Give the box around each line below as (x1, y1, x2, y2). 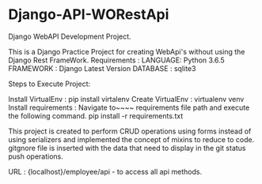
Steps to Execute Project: (8, 79, 91, 88)
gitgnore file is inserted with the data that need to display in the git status (8, 143, 246, 152)
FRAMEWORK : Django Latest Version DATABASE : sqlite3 (8, 63, 196, 73)
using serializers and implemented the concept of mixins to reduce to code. (8, 134, 255, 144)
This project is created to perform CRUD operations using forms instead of (8, 126, 252, 136)
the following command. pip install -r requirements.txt (8, 111, 184, 120)
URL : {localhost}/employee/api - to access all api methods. (8, 167, 203, 176)
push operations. (8, 152, 63, 161)
